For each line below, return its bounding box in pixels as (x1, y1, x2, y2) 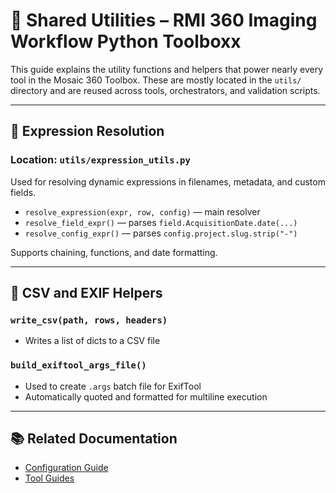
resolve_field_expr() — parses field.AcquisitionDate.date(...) (24, 216, 298, 228)
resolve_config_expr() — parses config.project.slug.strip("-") (24, 227, 298, 239)
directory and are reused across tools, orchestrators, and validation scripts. (10, 84, 321, 96)
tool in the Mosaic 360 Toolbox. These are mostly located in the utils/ (10, 74, 302, 86)
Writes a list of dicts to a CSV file (24, 335, 161, 347)
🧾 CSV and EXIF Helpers (10, 285, 163, 302)
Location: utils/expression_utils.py (10, 153, 191, 167)
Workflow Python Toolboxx (10, 30, 242, 53)
